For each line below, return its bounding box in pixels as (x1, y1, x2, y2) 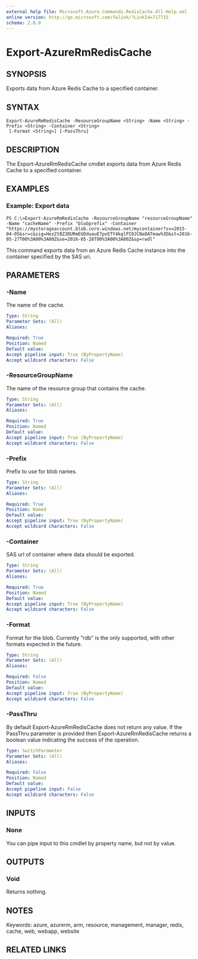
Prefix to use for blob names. (6, 468, 77, 475)
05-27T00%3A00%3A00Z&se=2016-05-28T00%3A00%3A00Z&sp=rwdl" (6, 236, 156, 242)
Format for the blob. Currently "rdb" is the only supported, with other (6, 634, 175, 641)
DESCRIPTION (6, 144, 59, 155)
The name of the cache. (6, 301, 65, 309)
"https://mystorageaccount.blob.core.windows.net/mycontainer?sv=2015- (6, 226, 187, 232)
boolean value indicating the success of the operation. (6, 736, 140, 743)
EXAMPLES (6, 184, 49, 194)
